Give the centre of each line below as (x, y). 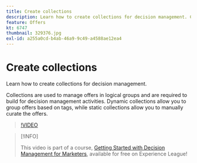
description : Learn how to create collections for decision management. (97, 17)
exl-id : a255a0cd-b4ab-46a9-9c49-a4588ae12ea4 (64, 39)
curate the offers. (27, 113)
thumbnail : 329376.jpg (34, 33)
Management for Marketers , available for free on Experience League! (104, 154)
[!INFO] (29, 136)
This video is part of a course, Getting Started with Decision (93, 147)
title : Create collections (39, 11)
